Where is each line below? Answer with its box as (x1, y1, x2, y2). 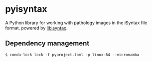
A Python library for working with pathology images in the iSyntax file (5, 20, 148, 26)
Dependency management (5, 39, 90, 48)
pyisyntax (5, 3, 47, 15)
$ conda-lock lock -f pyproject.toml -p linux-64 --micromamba (5, 52, 140, 57)
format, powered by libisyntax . (5, 25, 68, 31)
